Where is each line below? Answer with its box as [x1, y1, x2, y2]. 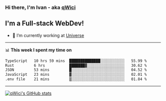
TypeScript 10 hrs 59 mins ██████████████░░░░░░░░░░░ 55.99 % [5, 58, 147, 63]
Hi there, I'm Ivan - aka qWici [5, 4, 76, 11]
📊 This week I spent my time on [5, 47, 72, 53]
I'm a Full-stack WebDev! [5, 19, 84, 28]
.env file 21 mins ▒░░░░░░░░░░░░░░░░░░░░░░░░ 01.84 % [5, 77, 147, 82]
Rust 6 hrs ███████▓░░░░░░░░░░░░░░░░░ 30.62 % [5, 63, 147, 68]
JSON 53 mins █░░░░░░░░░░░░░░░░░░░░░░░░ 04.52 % [5, 67, 147, 73]
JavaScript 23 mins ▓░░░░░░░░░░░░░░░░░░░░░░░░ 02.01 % [5, 72, 147, 77]
